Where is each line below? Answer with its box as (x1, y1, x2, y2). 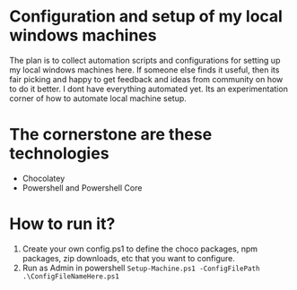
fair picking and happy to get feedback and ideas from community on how (9, 73, 284, 84)
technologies (9, 143, 109, 164)
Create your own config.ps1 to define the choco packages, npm (22, 243, 258, 254)
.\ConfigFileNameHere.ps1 (22, 271, 119, 281)
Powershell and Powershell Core (22, 182, 143, 193)
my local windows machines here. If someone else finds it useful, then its (9, 64, 280, 75)
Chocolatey (22, 173, 66, 183)
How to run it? (9, 214, 116, 235)
